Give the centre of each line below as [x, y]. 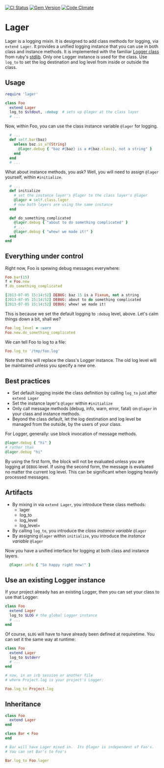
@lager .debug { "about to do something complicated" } [71, 223]
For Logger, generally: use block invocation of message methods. [71, 434]
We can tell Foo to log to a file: [35, 342]
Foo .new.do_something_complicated [40, 332]
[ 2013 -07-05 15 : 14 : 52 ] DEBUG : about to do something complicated [73, 300]
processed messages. [27, 477]
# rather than [20, 448]
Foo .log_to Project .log [29, 689]
